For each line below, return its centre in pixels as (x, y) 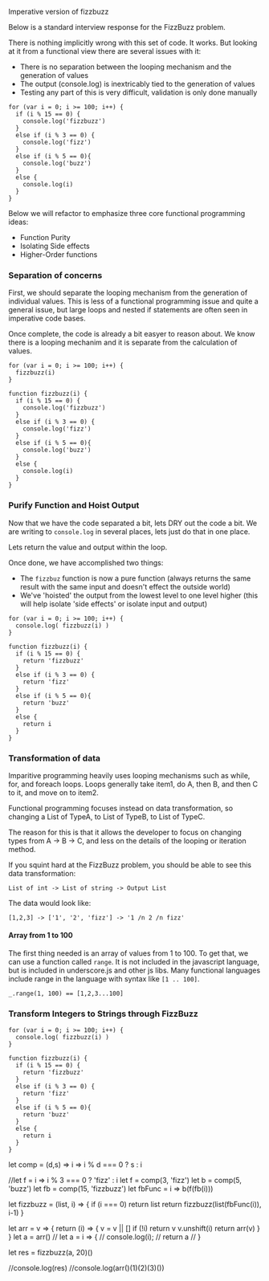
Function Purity (45, 237)
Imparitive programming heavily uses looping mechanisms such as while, (129, 775)
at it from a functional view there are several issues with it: (105, 51)
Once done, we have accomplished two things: (86, 562)
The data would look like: (50, 903)
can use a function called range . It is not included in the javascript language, (134, 962)
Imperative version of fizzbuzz (59, 12)
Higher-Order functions (59, 255)
